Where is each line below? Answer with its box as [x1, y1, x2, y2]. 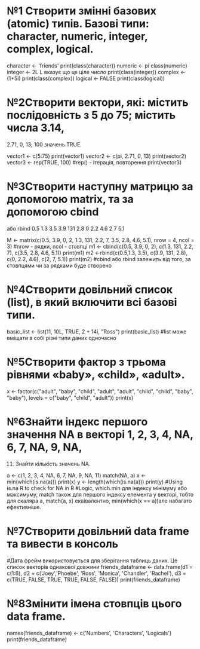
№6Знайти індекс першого [7, 415, 148, 428]
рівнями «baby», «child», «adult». [7, 368, 185, 381]
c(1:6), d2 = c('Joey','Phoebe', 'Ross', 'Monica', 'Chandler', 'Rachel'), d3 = [7, 570, 187, 577]
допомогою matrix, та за [7, 192, 134, 206]
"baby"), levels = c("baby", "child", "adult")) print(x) [7, 394, 134, 401]
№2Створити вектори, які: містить [7, 96, 189, 109]
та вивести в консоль [7, 537, 119, 550]
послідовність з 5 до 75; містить [7, 109, 176, 122]
